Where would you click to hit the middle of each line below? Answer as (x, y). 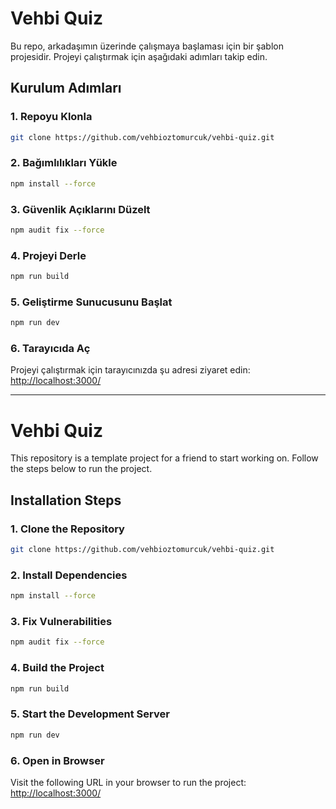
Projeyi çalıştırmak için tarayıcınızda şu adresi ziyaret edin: (130, 370)
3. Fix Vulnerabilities (61, 622)
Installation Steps (66, 500)
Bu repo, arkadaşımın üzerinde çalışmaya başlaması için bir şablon (147, 46)
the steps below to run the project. (81, 469)
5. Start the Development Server (90, 714)
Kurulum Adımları (66, 88)
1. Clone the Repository (67, 529)
